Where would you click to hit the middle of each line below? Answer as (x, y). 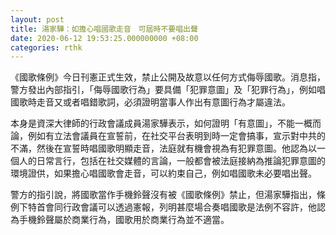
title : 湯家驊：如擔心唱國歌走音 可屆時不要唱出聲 (104, 29)
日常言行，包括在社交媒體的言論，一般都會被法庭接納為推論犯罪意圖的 (181, 161)
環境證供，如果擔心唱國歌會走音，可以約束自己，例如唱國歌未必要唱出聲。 (163, 173)
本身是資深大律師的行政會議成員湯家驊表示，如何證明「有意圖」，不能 (152, 123)
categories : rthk (46, 47)
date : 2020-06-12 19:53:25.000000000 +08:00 (104, 38)
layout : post (37, 19)
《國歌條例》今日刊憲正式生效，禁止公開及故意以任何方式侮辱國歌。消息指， (168, 77)
